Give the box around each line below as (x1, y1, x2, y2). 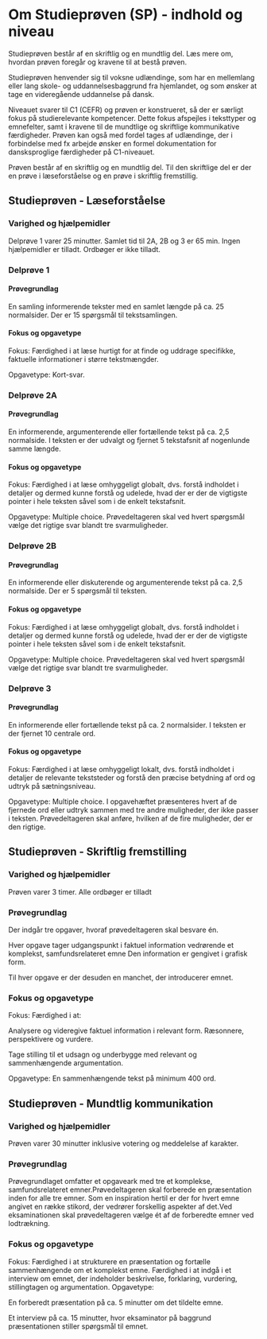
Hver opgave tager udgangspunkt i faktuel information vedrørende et (8, 940, 234, 949)
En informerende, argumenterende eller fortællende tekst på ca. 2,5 (8, 427, 230, 437)
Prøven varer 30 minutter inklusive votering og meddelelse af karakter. (8, 1139, 239, 1148)
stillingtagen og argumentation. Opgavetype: (8, 1282, 155, 1291)
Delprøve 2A (8, 390, 57, 401)
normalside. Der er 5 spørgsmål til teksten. (8, 586, 147, 596)
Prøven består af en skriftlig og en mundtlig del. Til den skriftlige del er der (8, 162, 252, 172)
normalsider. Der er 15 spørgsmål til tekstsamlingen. (8, 310, 178, 320)
